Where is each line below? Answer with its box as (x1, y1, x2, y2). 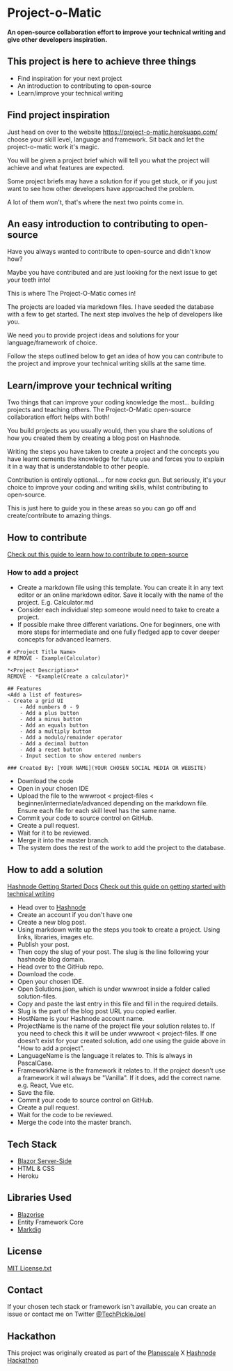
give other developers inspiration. (7, 35, 108, 43)
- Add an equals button (19, 722, 89, 729)
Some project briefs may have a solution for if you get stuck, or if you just (7, 176, 218, 185)
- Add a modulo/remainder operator (19, 734, 123, 741)
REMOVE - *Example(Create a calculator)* (7, 673, 129, 681)
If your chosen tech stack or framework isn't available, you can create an (7, 1303, 217, 1311)
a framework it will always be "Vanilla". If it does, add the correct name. (17, 1074, 222, 1082)
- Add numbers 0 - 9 (19, 704, 79, 711)
